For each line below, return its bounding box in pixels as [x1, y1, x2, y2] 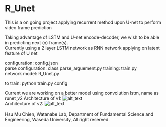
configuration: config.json [5, 60, 58, 66]
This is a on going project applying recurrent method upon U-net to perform [5, 19, 161, 25]
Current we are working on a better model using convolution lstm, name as [5, 90, 159, 96]
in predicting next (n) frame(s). [5, 39, 68, 45]
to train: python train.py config [5, 80, 68, 86]
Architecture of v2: [5, 100, 44, 106]
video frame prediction [5, 24, 52, 30]
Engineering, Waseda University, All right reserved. [5, 116, 110, 122]
